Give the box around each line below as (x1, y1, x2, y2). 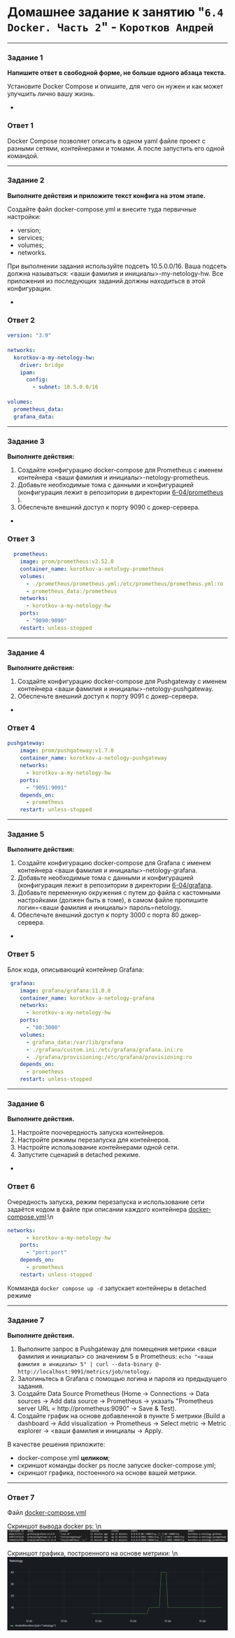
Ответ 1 (7, 120, 34, 130)
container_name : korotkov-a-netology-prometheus (20, 565, 164, 573)
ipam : (20, 369, 36, 376)
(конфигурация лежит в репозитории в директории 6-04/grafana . (17, 881, 213, 890)
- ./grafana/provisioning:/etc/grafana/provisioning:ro (25, 1053, 192, 1060)
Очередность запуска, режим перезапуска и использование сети (7, 1198, 205, 1206)
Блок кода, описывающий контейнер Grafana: (7, 965, 145, 974)
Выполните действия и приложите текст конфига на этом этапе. (7, 191, 206, 199)
